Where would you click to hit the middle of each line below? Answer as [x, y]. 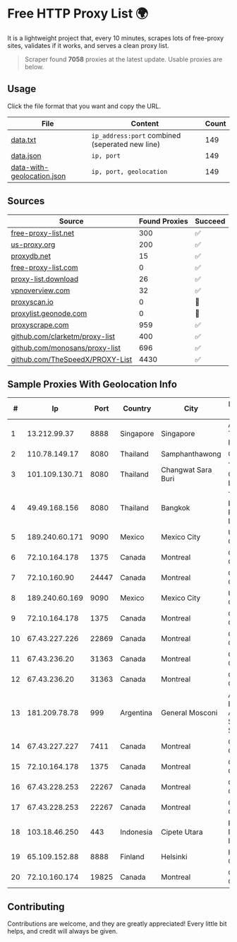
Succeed [210, 221]
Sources [26, 201]
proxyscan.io [32, 302]
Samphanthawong [191, 454]
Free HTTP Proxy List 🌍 [78, 14]
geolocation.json [38, 176]
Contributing [36, 906]
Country [137, 408]
